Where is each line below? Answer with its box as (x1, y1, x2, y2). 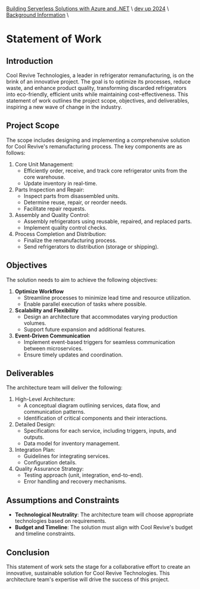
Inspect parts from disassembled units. (23, 192, 120, 199)
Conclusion (6, 547, 50, 557)
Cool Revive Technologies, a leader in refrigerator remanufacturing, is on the (6, 72, 194, 79)
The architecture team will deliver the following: (6, 384, 123, 391)
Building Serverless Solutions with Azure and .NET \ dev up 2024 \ (6, 5, 169, 12)
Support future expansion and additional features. (23, 325, 146, 333)
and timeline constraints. (14, 530, 76, 537)
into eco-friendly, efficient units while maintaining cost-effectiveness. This (6, 91, 189, 98)
